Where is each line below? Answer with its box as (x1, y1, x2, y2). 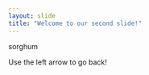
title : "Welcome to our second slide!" (8, 19, 143, 27)
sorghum (8, 41, 39, 51)
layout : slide (8, 11, 56, 20)
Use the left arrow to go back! (8, 57, 107, 67)
